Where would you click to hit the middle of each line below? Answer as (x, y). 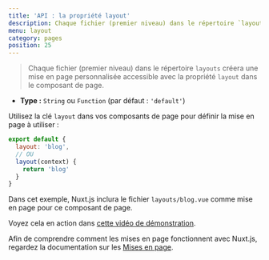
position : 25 (30, 46)
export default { (37, 140)
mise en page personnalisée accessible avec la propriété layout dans (143, 77)
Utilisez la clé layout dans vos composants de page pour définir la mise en (131, 116)
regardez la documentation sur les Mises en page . (91, 247)
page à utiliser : (34, 125)
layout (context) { (46, 162)
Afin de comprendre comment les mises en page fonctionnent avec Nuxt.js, (133, 239)
